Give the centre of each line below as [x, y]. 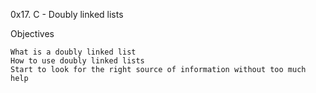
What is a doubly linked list [73, 52]
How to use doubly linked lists [77, 61]
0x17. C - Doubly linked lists [67, 14]
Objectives [32, 33]
